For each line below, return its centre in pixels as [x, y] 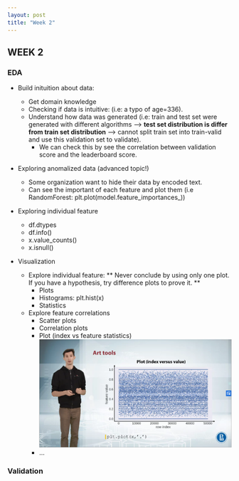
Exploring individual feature [58, 211]
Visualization [36, 261]
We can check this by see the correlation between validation [127, 147]
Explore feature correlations [69, 313]
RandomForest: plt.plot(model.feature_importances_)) [107, 197]
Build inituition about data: [56, 88]
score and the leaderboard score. [88, 155]
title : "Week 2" [31, 22]
